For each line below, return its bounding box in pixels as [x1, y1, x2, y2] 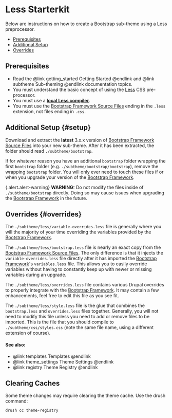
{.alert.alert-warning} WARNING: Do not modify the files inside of [5, 184, 144, 190]
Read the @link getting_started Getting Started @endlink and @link [12, 76, 155, 82]
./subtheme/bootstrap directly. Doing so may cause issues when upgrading [5, 189, 164, 196]
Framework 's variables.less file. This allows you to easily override [5, 261, 147, 267]
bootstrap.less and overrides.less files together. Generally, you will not [5, 308, 159, 314]
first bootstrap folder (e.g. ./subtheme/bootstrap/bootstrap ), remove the [5, 163, 159, 169]
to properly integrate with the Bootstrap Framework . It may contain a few [5, 287, 159, 294]
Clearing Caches [5, 379, 60, 388]
